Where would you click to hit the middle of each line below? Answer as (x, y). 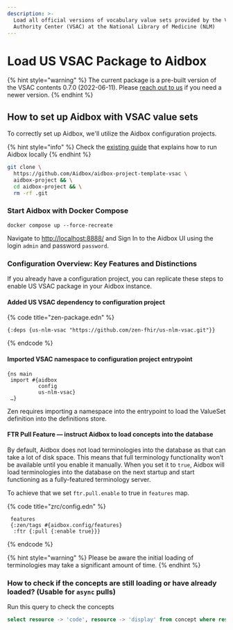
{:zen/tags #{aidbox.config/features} (66, 525)
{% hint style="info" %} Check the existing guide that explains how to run (112, 147)
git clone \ (24, 168)
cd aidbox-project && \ (48, 186)
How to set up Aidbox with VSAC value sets (103, 116)
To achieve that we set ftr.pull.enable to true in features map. (98, 493)
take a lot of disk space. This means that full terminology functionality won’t (115, 457)
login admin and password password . (58, 245)
